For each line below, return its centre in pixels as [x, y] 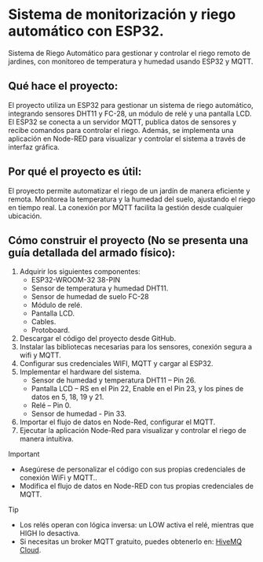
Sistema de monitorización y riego [122, 15]
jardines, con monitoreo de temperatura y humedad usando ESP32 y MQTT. [131, 61]
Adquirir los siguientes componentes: [80, 272]
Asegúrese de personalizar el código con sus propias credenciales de [132, 469]
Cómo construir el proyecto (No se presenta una [128, 240]
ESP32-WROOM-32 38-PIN [76, 280]
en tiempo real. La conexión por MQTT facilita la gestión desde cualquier [126, 207]
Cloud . [30, 550]
